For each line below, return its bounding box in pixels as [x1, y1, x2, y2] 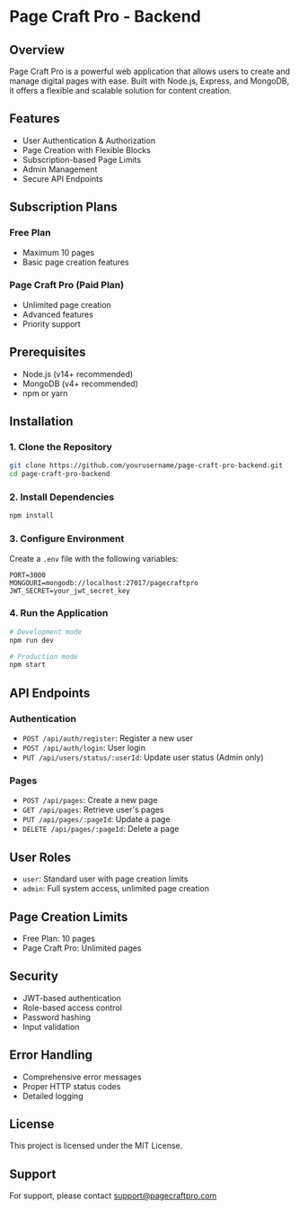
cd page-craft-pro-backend [9, 470, 110, 479]
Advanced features [22, 309, 94, 320]
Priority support [22, 318, 81, 330]
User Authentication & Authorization [22, 135, 155, 146]
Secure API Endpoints [22, 173, 103, 184]
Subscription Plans [9, 200, 119, 215]
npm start [9, 660, 47, 670]
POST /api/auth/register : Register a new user [22, 733, 194, 744]
